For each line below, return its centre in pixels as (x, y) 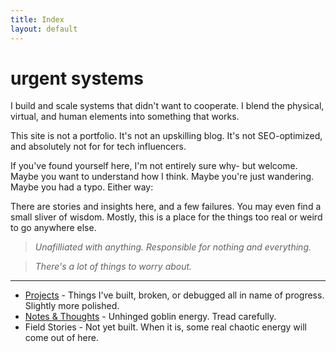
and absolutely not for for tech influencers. (98, 147)
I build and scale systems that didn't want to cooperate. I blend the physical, (167, 106)
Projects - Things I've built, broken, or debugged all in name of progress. (174, 295)
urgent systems (77, 78)
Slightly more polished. (72, 306)
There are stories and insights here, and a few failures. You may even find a (166, 207)
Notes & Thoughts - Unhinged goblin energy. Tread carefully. (150, 317)
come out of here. (61, 338)
